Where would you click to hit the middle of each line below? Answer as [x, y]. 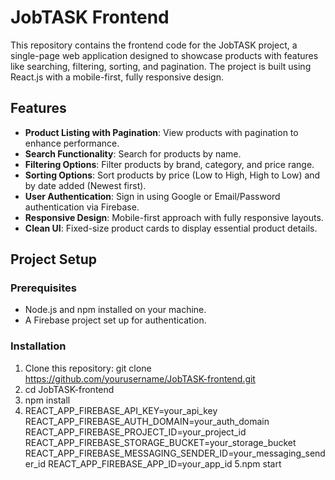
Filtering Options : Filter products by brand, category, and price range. [169, 164]
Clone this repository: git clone [88, 368]
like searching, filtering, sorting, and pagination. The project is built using [161, 66]
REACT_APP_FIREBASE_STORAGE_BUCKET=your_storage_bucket [160, 442]
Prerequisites [43, 288]
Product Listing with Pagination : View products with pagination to [161, 132]
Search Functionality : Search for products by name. [133, 153]
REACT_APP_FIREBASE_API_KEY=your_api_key [121, 410]
